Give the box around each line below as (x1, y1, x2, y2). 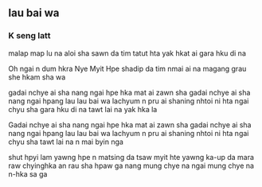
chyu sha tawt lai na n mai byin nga (8, 137, 123, 146)
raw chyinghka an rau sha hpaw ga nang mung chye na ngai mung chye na (8, 161, 255, 170)
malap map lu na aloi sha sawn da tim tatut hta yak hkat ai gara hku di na (8, 48, 247, 58)
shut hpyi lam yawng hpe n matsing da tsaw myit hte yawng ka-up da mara (8, 152, 255, 162)
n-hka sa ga (8, 169, 48, 178)
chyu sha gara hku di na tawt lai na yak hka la (8, 104, 158, 114)
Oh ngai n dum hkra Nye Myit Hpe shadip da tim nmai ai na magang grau (8, 64, 247, 73)
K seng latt (8, 30, 51, 41)
